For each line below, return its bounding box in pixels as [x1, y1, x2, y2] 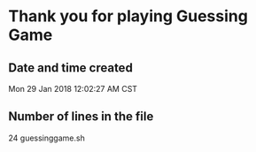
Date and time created [8, 60, 134, 75]
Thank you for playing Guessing [8, 6, 249, 27]
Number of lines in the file [8, 109, 154, 125]
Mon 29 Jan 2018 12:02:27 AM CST [8, 84, 138, 94]
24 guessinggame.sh [8, 133, 85, 143]
